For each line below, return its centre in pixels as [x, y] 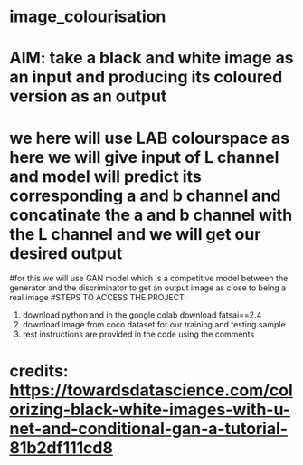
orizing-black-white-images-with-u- [150, 409]
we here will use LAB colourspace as [150, 138]
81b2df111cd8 [61, 447]
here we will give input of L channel [144, 157]
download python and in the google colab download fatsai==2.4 [142, 315]
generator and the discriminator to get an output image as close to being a [148, 288]
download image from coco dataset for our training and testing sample [154, 325]
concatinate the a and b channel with [151, 215]
